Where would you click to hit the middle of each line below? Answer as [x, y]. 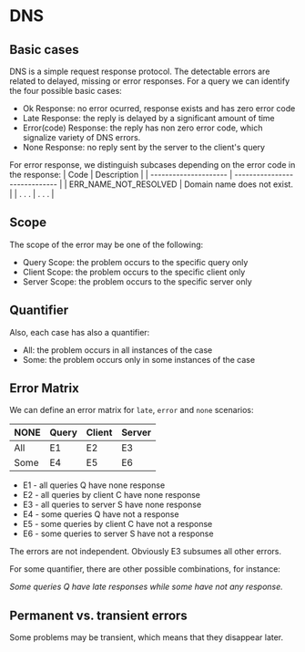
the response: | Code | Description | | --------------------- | [121, 175]
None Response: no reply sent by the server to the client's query [144, 147]
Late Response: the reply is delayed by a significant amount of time [148, 118]
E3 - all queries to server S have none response [112, 505]
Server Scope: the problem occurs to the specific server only [137, 281]
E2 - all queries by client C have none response [111, 495]
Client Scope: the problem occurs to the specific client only [134, 272]
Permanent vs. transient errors [99, 615]
